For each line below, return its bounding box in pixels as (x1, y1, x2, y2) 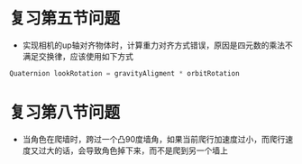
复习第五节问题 (9, 8, 121, 29)
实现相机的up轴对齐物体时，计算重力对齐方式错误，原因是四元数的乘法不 (22, 40, 293, 50)
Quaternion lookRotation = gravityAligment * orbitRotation (9, 68, 241, 77)
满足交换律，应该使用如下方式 (22, 50, 133, 61)
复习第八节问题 (9, 103, 121, 123)
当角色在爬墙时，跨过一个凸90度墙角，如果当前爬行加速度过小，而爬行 (22, 133, 286, 144)
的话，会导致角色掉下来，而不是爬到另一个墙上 (53, 145, 228, 156)
